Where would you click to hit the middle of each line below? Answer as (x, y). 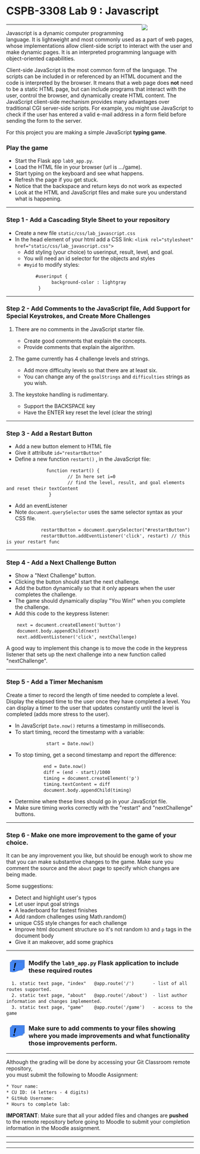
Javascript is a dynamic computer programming (65, 33)
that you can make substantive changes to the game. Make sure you (90, 862)
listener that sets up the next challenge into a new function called (86, 655)
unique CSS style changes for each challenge (71, 923)
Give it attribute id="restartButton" (58, 453)
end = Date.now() (65, 766)
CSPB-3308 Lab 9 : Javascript (82, 11)
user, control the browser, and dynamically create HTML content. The (91, 95)
